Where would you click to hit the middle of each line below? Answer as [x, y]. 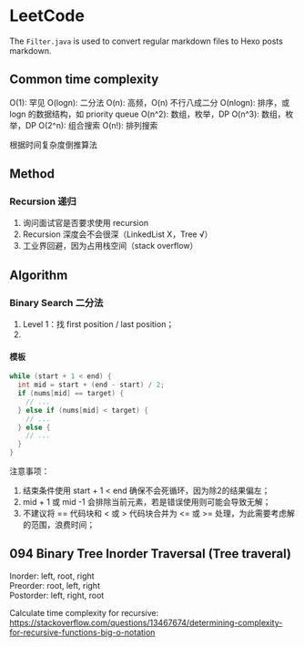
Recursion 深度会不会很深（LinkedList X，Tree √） [117, 234]
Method [32, 174]
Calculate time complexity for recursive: [84, 612]
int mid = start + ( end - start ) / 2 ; [91, 385]
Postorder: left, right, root [57, 595]
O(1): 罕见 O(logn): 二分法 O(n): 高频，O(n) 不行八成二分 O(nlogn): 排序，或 [150, 102]
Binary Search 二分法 [56, 303]
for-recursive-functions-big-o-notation [82, 632]
